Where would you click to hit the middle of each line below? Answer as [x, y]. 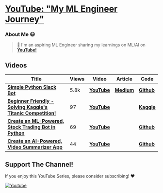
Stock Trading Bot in [32, 127]
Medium [124, 90]
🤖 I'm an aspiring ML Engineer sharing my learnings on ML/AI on [81, 45]
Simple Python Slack [32, 87]
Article [124, 79]
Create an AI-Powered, [35, 141]
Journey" [25, 19]
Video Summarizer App [35, 147]
